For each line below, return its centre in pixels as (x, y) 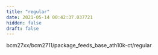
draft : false (23, 28)
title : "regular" (28, 12)
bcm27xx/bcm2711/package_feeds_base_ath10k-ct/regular (79, 45)
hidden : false (24, 23)
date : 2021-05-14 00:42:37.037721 (50, 17)
